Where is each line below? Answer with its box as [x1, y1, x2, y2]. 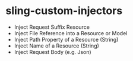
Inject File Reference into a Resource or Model [14, 29, 128, 36]
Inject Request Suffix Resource [14, 23, 90, 30]
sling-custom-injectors [5, 4, 123, 18]
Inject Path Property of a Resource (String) [14, 36, 119, 43]
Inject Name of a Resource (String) [14, 42, 99, 49]
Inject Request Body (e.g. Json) [14, 48, 91, 55]
